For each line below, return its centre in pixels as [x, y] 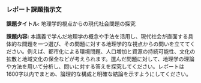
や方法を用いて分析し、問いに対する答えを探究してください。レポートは [95, 67]
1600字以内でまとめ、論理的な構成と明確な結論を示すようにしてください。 [99, 74]
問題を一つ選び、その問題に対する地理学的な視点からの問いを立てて [106, 44]
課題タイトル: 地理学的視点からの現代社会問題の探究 [71, 24]
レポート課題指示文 [34, 9]
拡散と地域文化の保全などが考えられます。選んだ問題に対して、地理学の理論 [100, 59]
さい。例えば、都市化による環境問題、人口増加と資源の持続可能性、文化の [103, 52]
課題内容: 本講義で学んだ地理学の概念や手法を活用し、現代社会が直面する [97, 37]
